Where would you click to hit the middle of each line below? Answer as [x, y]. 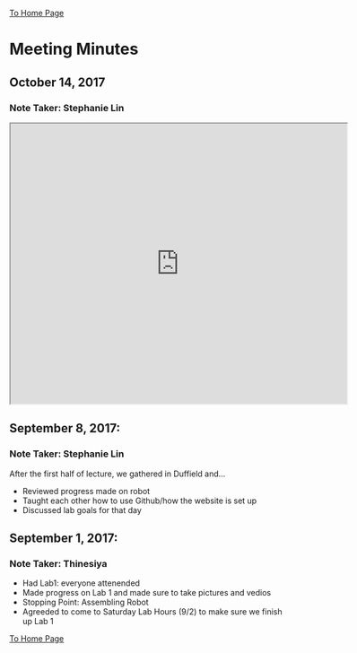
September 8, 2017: [65, 428]
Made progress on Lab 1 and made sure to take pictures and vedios [147, 593]
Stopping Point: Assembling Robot [86, 602]
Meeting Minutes [74, 49]
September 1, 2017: [64, 538]
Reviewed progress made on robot [86, 491]
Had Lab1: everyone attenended [81, 583]
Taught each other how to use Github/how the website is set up [139, 501]
